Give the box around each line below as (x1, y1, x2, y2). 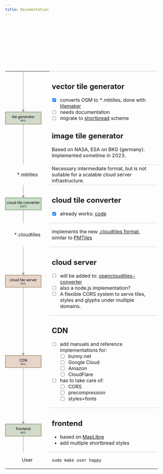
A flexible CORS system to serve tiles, (60, 291, 146, 297)
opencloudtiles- (98, 272, 136, 279)
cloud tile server (9, 277, 37, 282)
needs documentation (60, 109, 110, 115)
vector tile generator (51, 82, 125, 91)
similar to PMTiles (51, 234, 92, 241)
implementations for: (60, 347, 107, 354)
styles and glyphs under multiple (60, 296, 134, 303)
